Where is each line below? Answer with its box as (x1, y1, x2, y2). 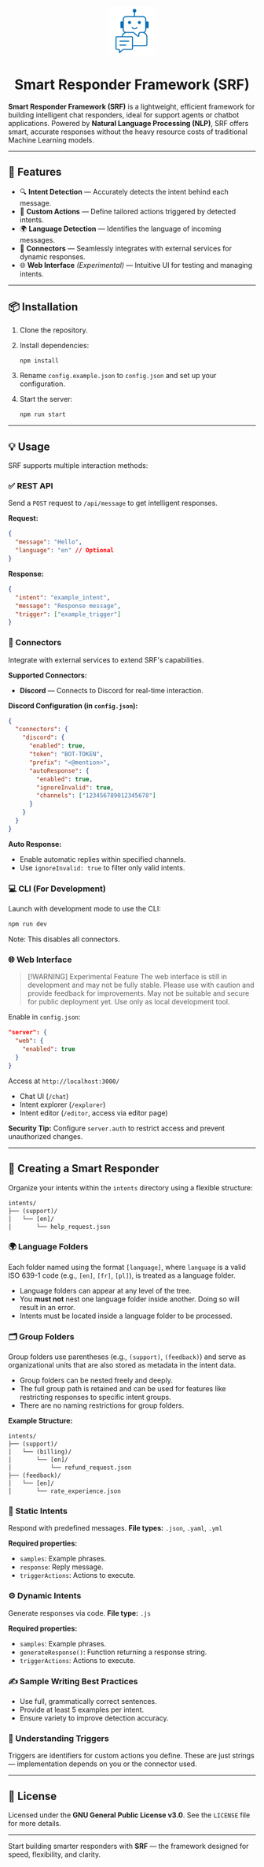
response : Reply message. (19, 1562, 104, 1572)
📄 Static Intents (8, 1505, 68, 1516)
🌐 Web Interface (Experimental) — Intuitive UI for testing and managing (19, 260, 253, 269)
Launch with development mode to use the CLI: (8, 904, 161, 914)
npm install (19, 357, 59, 365)
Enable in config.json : (8, 1012, 81, 1022)
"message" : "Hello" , (15, 538, 82, 546)
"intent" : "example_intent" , (15, 593, 111, 601)
